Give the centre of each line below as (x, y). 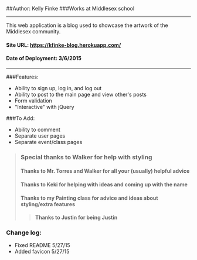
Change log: (24, 232)
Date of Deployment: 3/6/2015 (44, 59)
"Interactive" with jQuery (44, 107)
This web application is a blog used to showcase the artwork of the (87, 25)
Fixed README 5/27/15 (42, 245)
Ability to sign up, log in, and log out (58, 88)
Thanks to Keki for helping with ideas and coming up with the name (104, 184)
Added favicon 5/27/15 (42, 252)
